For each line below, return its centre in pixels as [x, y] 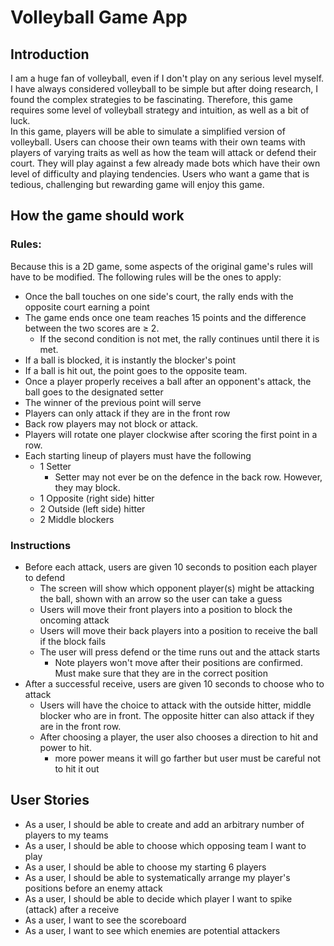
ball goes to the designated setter [94, 392]
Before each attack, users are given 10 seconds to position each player [171, 567]
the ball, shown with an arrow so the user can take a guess [161, 598]
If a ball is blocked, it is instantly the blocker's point [130, 360]
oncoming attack [74, 620]
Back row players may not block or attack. [111, 423]
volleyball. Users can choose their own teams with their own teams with [158, 142]
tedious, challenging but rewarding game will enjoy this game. [137, 184]
